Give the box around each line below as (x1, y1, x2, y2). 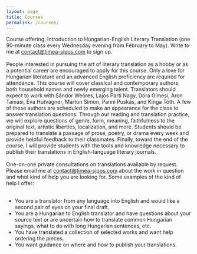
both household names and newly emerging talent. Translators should (6, 86, 176, 93)
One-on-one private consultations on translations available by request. (6, 161, 178, 168)
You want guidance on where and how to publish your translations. (14, 241, 177, 248)
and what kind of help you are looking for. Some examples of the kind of (6, 173, 181, 180)
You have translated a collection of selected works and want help (14, 229, 173, 236)
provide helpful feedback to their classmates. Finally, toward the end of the (6, 136, 188, 143)
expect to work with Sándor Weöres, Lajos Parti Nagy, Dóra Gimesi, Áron (6, 92, 183, 99)
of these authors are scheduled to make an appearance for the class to (6, 104, 179, 112)
